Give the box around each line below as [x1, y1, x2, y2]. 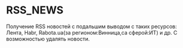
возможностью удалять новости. [6, 35, 90, 42]
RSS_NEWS [6, 4, 64, 17]
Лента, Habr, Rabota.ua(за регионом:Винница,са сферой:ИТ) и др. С [6, 29, 178, 36]
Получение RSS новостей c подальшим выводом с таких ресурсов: [6, 23, 177, 30]
